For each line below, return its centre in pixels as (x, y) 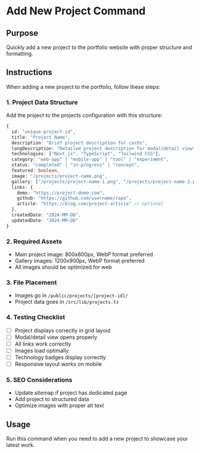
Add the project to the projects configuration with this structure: (84, 115)
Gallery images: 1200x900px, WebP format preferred (79, 261)
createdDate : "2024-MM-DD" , (46, 215)
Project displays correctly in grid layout (63, 330)
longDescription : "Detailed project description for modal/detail (96, 148)
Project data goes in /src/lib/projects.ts (67, 302)
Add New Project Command (76, 11)
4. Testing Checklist (36, 318)
